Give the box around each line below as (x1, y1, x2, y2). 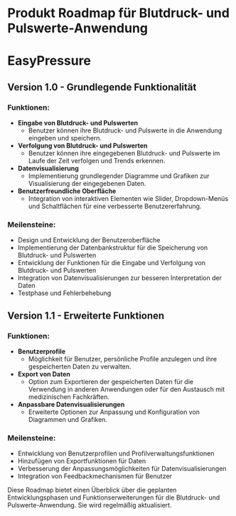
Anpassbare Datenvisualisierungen (17, 401, 125, 409)
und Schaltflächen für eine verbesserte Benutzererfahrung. (28, 202, 202, 211)
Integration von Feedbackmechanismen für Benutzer (17, 472, 173, 480)
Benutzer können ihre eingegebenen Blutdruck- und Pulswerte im (28, 149, 220, 158)
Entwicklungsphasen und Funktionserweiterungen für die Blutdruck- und (7, 493, 220, 502)
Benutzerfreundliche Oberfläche (17, 187, 117, 195)
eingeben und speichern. (28, 134, 102, 143)
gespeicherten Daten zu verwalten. (28, 362, 132, 371)
